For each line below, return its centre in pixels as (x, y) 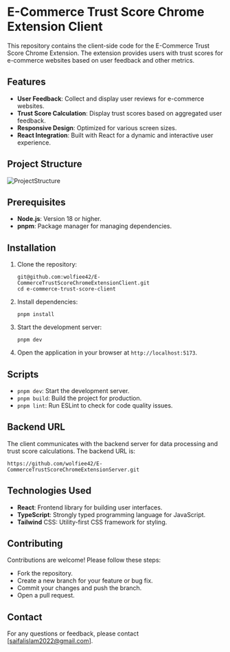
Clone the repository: (47, 264)
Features (26, 82)
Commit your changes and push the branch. (79, 588)
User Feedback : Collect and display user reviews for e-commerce (111, 98)
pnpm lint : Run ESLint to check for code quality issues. (95, 406)
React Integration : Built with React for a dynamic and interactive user (115, 135)
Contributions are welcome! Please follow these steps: (84, 560)
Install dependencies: (47, 302)
